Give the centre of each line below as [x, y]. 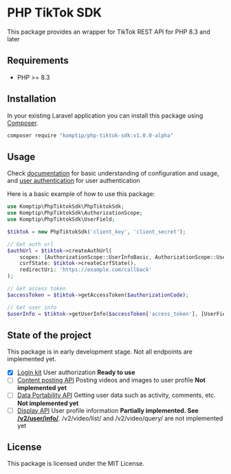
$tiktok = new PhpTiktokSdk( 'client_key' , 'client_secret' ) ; [97, 232]
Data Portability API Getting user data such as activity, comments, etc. [117, 395]
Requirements [38, 61]
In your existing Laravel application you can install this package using [105, 116]
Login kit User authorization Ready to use [76, 372]
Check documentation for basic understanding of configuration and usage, [113, 173]
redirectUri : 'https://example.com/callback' [86, 270]
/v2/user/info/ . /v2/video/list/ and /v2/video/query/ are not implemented [120, 418]
